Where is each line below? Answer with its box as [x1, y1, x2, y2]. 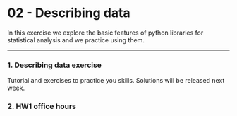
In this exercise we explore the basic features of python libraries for [7, 28, 204, 37]
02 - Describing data [7, 5, 130, 21]
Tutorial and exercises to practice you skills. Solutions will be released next [7, 76, 225, 85]
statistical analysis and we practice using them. [7, 35, 145, 44]
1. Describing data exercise [7, 60, 102, 70]
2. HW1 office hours [7, 101, 76, 111]
